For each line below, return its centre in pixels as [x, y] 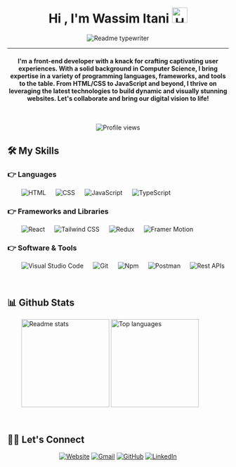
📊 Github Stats [41, 303]
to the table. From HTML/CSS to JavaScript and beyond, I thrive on [118, 83]
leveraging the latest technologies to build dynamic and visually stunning [118, 91]
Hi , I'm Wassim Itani [109, 19]
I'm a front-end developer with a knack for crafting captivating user [118, 61]
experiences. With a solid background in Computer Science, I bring [118, 68]
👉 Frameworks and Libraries [58, 211]
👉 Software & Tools [42, 248]
